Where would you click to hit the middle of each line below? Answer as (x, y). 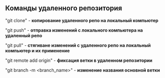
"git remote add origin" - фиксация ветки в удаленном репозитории (79, 60)
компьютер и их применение (37, 50)
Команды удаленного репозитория (64, 8)
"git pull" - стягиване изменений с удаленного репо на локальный (78, 45)
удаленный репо (24, 35)
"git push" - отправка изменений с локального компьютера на (74, 30)
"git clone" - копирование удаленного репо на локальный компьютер (82, 20)
